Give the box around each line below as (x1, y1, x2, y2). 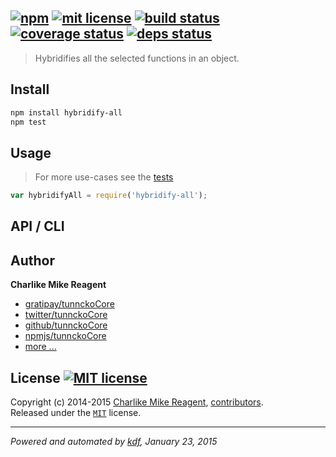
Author (10, 252, 55, 269)
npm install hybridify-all (10, 107, 123, 118)
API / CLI (10, 218, 65, 235)
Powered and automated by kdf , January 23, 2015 (10, 436, 218, 448)
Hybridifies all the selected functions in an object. (34, 52, 240, 64)
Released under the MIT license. (10, 407, 142, 419)
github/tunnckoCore (24, 319, 108, 331)
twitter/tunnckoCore (24, 309, 108, 321)
